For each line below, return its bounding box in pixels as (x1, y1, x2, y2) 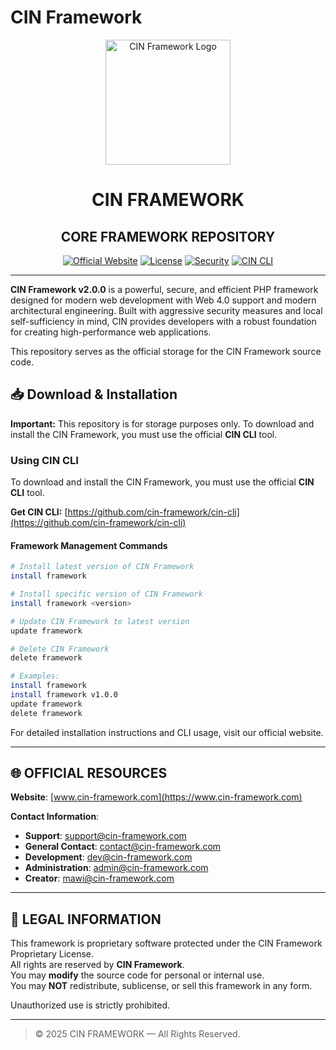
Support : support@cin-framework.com (24, 830, 187, 842)
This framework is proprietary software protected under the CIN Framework (10, 937, 323, 950)
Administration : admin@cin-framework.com (24, 862, 209, 874)
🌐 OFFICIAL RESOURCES (10, 765, 168, 782)
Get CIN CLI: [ (10, 506, 68, 518)
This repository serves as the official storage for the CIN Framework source (10, 345, 322, 357)
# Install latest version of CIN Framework (10, 562, 195, 572)
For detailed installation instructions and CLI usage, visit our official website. (10, 726, 324, 738)
